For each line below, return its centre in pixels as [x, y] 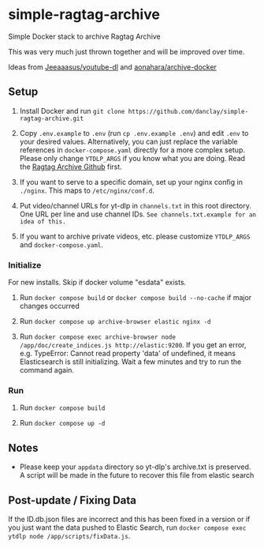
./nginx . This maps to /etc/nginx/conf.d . [87, 190]
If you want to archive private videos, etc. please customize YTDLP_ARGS [135, 236]
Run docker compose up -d [62, 423]
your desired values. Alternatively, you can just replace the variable [128, 141]
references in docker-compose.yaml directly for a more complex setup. [132, 150]
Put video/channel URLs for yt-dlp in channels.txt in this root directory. [136, 205]
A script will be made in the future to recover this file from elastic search [137, 475]
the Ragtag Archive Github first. [71, 167]
